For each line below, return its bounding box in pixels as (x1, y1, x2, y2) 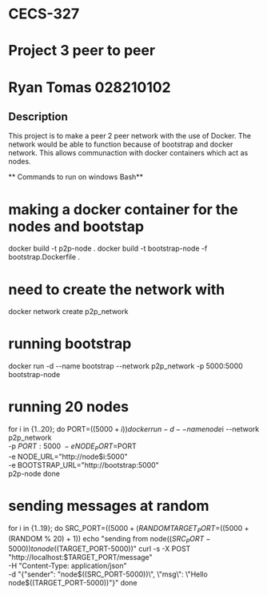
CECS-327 (8, 5, 80, 23)
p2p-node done (8, 468, 60, 478)
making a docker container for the (8, 200, 238, 219)
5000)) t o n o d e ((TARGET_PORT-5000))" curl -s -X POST (8, 544, 191, 553)
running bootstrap (8, 335, 132, 353)
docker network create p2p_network (8, 307, 129, 316)
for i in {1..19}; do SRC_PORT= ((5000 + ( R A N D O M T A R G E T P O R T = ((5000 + (8, 523, 249, 535)
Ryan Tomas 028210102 (8, 78, 172, 96)
